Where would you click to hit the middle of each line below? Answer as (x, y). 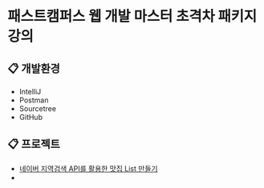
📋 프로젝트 (34, 144)
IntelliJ (30, 92)
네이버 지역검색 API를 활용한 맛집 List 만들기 (88, 168)
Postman (34, 100)
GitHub (31, 117)
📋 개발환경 (34, 68)
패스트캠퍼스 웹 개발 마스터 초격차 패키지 (132, 16)
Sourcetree (38, 108)
